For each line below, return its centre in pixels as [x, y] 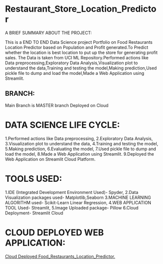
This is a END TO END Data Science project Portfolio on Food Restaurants [79, 42]
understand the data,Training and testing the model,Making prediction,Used [81, 68]
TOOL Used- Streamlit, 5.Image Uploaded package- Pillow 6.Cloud [72, 208]
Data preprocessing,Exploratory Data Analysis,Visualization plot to [72, 63]
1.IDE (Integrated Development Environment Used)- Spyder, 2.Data [72, 192]
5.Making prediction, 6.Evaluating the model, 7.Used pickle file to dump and [81, 149]
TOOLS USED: [34, 179]
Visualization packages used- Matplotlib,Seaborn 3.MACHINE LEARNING [78, 197]
